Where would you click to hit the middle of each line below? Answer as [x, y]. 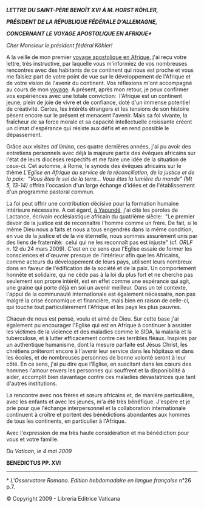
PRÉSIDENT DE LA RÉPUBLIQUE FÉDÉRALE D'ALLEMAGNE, [82, 22]
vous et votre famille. [32, 439]
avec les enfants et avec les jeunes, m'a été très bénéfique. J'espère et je [98, 402]
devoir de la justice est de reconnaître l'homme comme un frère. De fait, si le [102, 223]
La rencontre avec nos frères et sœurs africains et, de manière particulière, [100, 395]
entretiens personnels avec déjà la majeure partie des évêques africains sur [101, 153]
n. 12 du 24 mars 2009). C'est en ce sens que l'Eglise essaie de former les [99, 249]
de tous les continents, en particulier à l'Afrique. [66, 421]
